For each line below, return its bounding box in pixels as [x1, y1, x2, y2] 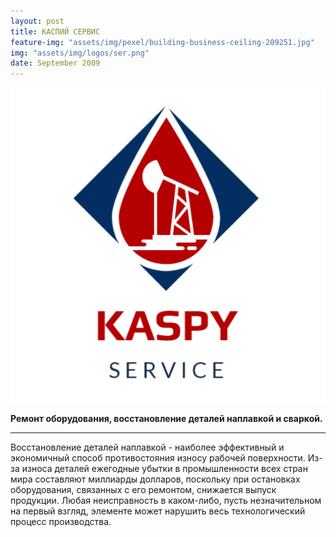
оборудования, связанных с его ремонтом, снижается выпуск [10, 484, 277, 496]
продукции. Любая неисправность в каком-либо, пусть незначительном [10, 495, 322, 507]
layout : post [10, 16, 65, 26]
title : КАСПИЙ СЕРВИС [10, 26, 101, 37]
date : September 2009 [10, 58, 101, 69]
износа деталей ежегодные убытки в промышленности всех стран [21, 463, 308, 475]
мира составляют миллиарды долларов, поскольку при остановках [10, 473, 301, 485]
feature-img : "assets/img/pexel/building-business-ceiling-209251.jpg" [10, 37, 315, 47]
